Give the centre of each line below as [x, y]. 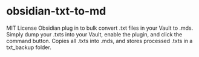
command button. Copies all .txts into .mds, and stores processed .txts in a [99, 41]
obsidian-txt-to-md [56, 11]
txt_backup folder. [29, 47]
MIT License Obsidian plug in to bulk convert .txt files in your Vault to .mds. [100, 28]
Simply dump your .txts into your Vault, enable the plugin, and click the [94, 34]
